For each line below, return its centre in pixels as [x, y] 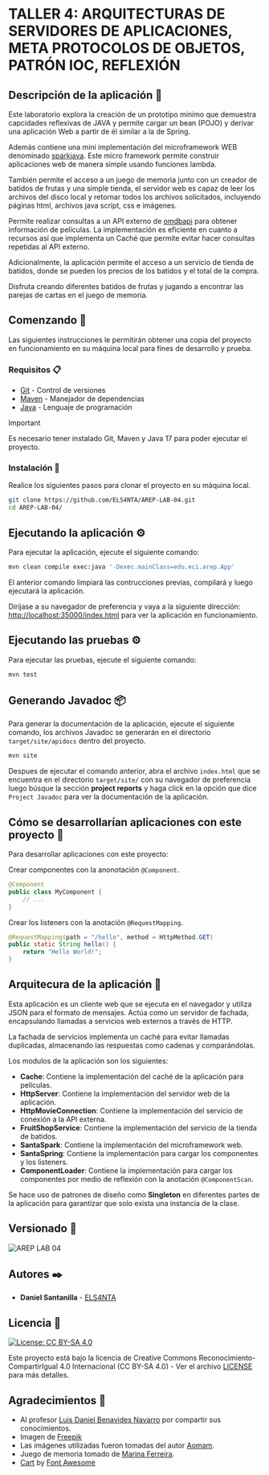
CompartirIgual [33, 1366]
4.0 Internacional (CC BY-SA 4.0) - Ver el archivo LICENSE [156, 1366]
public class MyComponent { [55, 892]
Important [24, 423]
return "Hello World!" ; [63, 952]
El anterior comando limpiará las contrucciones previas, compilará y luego [130, 582]
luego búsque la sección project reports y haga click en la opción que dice [132, 788]
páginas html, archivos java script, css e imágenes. [93, 205]
